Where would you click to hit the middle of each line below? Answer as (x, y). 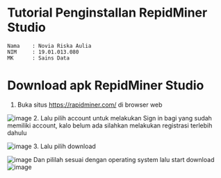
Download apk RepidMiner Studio (106, 86)
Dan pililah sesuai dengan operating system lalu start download (124, 159)
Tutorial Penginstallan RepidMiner (107, 13)
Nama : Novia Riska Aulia (49, 46)
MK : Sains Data (39, 58)
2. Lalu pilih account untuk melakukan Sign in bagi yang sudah (123, 118)
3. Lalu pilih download (65, 146)
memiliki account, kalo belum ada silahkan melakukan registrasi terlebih (110, 125)
